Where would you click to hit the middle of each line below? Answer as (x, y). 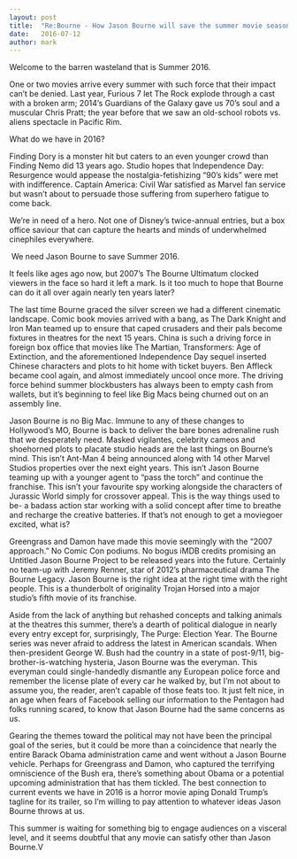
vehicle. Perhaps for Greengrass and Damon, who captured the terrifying (142, 764)
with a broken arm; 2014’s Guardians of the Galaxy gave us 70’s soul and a (145, 104)
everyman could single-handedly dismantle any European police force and (145, 672)
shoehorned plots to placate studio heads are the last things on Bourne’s (141, 449)
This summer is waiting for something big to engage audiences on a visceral (148, 828)
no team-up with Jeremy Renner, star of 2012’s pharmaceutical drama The (145, 570)
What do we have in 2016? (57, 139)
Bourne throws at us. (47, 811)
